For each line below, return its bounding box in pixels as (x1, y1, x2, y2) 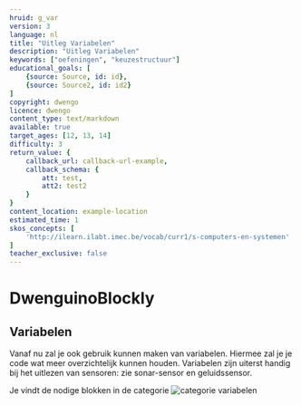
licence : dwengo (9, 106, 71, 115)
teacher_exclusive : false (9, 249, 107, 258)
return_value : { (9, 148, 71, 157)
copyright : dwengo (9, 97, 79, 107)
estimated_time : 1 (9, 215, 79, 225)
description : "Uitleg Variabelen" (9, 47, 141, 56)
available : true (9, 123, 71, 132)
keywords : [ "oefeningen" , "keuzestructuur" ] (9, 55, 180, 64)
